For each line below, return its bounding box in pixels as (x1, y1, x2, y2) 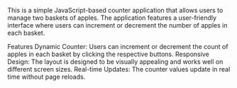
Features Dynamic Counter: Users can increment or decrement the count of (7, 43, 228, 50)
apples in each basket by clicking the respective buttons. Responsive (7, 50, 209, 58)
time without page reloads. (7, 72, 86, 81)
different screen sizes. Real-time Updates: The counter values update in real (7, 65, 231, 73)
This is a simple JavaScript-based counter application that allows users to (7, 6, 224, 14)
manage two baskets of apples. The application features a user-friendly (7, 13, 217, 22)
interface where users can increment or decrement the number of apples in (7, 21, 228, 29)
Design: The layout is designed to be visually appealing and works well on (7, 57, 224, 66)
